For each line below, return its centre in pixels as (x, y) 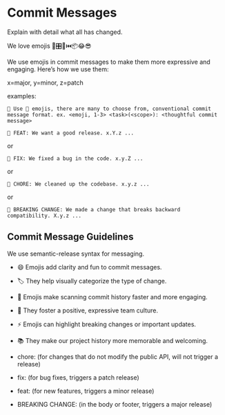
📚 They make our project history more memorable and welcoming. (112, 340)
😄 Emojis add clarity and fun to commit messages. (89, 267)
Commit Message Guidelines (70, 237)
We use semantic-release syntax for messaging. (76, 254)
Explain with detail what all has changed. (65, 32)
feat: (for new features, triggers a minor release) (86, 391)
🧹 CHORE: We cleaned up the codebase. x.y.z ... (78, 184)
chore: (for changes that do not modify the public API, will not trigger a (118, 356)
